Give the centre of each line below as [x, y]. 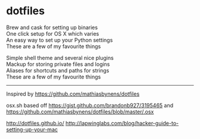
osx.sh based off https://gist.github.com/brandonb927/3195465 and [90, 105]
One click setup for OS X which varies [53, 33]
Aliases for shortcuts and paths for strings [58, 70]
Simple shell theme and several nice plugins [60, 58]
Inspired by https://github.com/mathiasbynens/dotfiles [73, 94]
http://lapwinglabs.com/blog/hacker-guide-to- [122, 123]
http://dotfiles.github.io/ [35, 123]
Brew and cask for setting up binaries [52, 27]
